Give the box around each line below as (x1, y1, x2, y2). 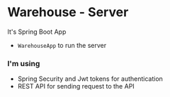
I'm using (7, 58, 40, 68)
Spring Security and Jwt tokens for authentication (17, 75, 163, 83)
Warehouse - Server (7, 4, 129, 20)
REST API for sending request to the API (17, 82, 135, 91)
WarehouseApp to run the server (17, 41, 107, 49)
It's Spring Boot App (7, 27, 67, 36)
